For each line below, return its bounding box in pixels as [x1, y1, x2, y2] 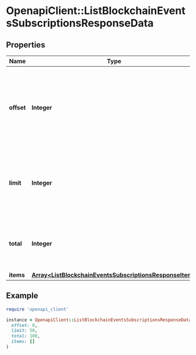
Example [6, 291, 38, 301]
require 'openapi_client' [6, 306, 69, 312]
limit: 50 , [11, 328, 38, 334]
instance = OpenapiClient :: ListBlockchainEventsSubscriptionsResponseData [6, 317, 192, 323]
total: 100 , [11, 333, 41, 339]
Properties [6, 40, 45, 50]
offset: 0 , [11, 322, 38, 328]
